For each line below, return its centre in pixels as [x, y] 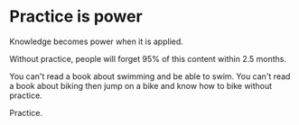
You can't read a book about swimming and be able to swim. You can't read [150, 76]
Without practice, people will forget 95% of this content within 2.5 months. [148, 58]
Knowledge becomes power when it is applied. [96, 41]
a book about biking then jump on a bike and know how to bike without [141, 85]
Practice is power [76, 17]
